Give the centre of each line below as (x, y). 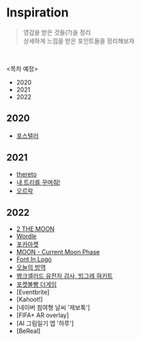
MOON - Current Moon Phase (58, 252)
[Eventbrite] (33, 292)
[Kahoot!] (29, 299)
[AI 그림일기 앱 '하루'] (45, 323)
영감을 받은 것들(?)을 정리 (57, 32)
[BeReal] (28, 331)
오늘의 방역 (31, 267)
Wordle (26, 236)
